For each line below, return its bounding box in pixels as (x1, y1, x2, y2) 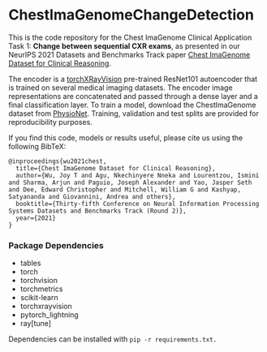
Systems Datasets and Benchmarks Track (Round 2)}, (8, 207, 187, 215)
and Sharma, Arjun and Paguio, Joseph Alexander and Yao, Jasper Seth (8, 178, 252, 187)
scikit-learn (19, 293, 58, 303)
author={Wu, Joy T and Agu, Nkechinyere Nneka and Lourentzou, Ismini (15, 171, 260, 179)
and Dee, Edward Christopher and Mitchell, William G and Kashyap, (8, 185, 242, 194)
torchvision (19, 276, 58, 285)
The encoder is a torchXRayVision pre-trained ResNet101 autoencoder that (8, 74, 258, 84)
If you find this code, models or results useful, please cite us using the (8, 132, 243, 143)
